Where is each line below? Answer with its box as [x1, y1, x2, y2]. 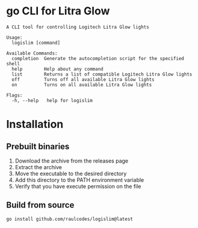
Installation [6, 118, 64, 131]
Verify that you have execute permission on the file [14, 182, 141, 190]
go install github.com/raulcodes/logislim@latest [6, 216, 134, 222]
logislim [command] [11, 40, 61, 46]
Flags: [6, 92, 23, 98]
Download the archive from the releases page [14, 157, 129, 164]
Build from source [6, 200, 75, 211]
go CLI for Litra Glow [6, 4, 110, 18]
